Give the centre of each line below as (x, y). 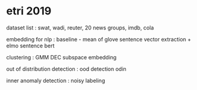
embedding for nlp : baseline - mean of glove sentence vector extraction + (99, 39)
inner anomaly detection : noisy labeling (56, 80)
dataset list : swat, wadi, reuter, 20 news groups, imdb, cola (80, 28)
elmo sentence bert (30, 46)
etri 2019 (29, 11)
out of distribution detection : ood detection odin (66, 69)
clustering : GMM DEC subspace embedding (61, 57)
